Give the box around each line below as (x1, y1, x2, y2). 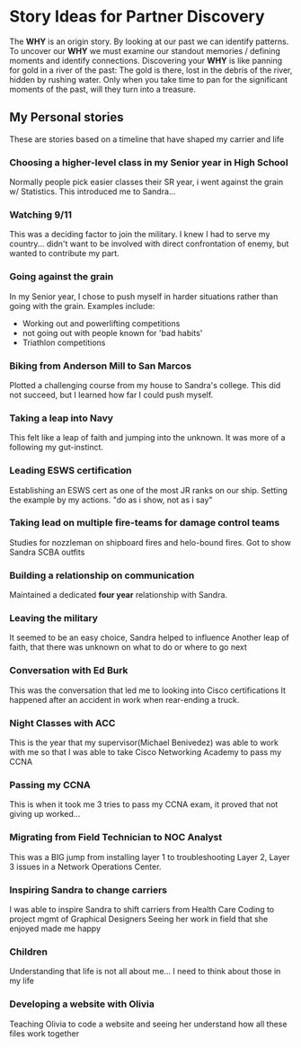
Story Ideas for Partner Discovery (9, 6, 265, 27)
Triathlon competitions (22, 337, 106, 348)
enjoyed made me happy (9, 923, 102, 934)
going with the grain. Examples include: (9, 300, 155, 311)
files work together (9, 1027, 80, 1039)
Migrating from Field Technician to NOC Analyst (9, 831, 223, 844)
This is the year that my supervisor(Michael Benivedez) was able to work (9, 737, 279, 748)
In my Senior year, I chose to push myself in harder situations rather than (9, 290, 279, 302)
